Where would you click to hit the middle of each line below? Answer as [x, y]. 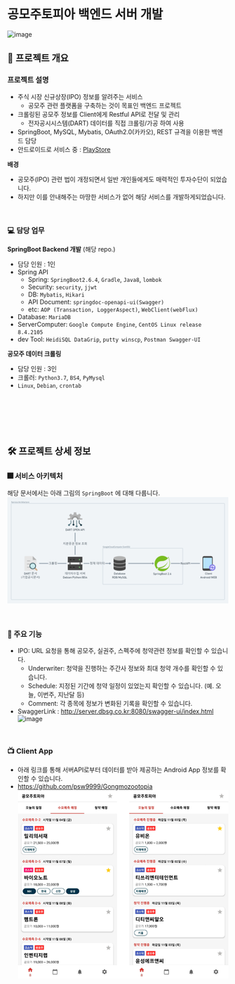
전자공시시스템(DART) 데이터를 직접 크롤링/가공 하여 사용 [106, 123]
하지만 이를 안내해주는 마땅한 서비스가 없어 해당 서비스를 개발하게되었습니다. [121, 197]
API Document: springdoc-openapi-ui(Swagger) [96, 302]
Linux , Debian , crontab [49, 385]
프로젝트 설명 [28, 80]
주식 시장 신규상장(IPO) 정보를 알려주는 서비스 [80, 96]
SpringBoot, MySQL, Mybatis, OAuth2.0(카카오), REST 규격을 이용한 [114, 131]
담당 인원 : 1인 [36, 264]
